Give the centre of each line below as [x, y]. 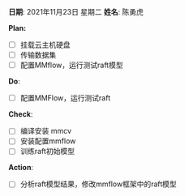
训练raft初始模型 [47, 151]
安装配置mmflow [48, 141]
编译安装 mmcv [45, 131]
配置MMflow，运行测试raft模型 [71, 65]
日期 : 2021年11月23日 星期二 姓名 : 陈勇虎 [76, 12]
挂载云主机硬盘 [45, 45]
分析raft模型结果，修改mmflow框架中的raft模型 [98, 184]
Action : [21, 168]
